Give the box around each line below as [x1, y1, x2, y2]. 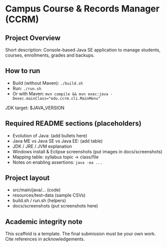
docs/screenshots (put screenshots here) [12, 203, 98, 209]
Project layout [5, 174, 50, 182]
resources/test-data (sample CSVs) [12, 192, 86, 198]
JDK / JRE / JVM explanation [12, 143, 72, 149]
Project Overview [5, 34, 61, 42]
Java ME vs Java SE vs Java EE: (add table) [12, 138, 103, 144]
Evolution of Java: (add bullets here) [12, 132, 88, 138]
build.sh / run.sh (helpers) [12, 197, 66, 203]
